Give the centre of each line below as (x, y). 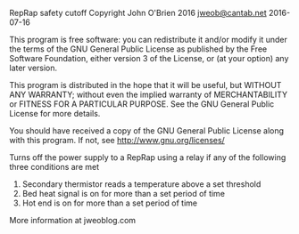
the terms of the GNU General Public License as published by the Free (138, 49)
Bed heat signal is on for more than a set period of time (124, 194)
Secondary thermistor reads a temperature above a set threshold (141, 184)
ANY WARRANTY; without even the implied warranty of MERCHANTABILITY (149, 94)
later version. (33, 68)
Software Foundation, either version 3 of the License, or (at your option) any (149, 58)
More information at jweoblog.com (73, 220)
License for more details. (55, 113)
